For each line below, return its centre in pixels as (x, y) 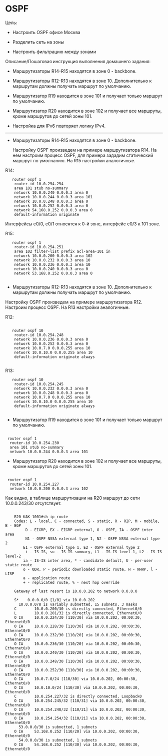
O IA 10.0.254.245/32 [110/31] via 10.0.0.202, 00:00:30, (80, 701)
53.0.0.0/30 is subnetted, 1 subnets (58, 727)
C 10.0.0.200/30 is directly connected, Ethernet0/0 (78, 609)
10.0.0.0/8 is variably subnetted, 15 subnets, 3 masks (78, 604)
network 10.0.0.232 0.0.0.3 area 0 (51, 389)
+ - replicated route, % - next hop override (71, 582)
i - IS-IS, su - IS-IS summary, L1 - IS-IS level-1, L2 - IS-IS (94, 552)
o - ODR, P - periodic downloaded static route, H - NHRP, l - (90, 569)
